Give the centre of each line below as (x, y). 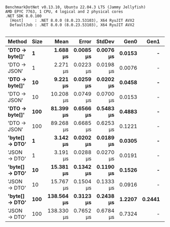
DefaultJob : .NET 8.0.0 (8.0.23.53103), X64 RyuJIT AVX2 (72, 25)
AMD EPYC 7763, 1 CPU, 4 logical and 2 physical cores (64, 12)
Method (17, 41)
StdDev (105, 41)
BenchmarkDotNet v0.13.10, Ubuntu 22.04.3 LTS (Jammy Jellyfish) (75, 7)
